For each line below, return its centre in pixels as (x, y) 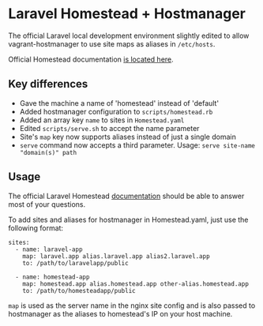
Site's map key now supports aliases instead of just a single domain (128, 137)
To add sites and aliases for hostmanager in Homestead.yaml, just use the (128, 219)
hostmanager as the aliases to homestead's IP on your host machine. (120, 313)
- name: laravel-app (49, 249)
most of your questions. (47, 204)
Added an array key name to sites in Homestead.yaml (102, 120)
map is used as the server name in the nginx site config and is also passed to (132, 305)
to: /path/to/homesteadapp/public (79, 290)
